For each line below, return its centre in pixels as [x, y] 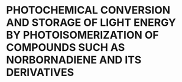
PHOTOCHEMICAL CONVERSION [88, 10]
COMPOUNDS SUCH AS [66, 48]
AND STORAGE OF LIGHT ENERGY [91, 23]
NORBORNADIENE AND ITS [74, 60]
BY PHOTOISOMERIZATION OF [82, 35]
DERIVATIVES [40, 72]
